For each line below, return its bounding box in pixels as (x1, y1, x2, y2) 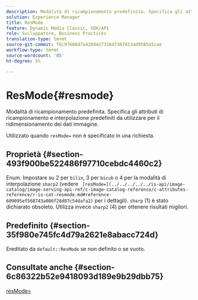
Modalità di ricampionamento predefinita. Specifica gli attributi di (6, 108, 164, 115)
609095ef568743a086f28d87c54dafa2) (6, 198, 94, 204)
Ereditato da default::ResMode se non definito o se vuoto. (6, 246, 146, 253)
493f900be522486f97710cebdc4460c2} (6, 158, 163, 168)
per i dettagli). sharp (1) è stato (94, 197, 169, 204)
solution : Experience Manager (6, 14, 81, 20)
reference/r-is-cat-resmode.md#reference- (6, 192, 112, 198)
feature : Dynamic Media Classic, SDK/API (6, 25, 110, 31)
